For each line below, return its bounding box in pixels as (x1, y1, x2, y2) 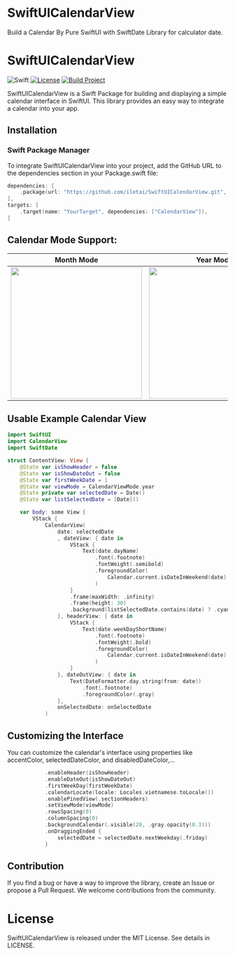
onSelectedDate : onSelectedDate (57, 704, 152, 711)
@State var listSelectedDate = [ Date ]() (20, 496, 139, 503)
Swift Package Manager (7, 146, 90, 155)
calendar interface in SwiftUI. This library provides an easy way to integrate (7, 97, 225, 105)
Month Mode (55, 255, 99, 264)
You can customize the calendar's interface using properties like (7, 749, 193, 756)
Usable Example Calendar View (7, 413, 147, 425)
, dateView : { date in (57, 535, 124, 542)
